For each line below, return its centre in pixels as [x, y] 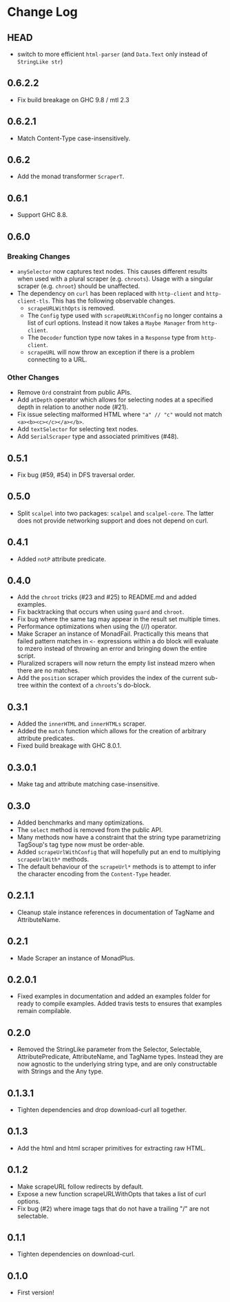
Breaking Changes [39, 256]
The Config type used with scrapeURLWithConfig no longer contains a [125, 315]
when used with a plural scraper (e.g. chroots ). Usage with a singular [115, 279]
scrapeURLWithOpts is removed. [71, 308]
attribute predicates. [46, 738]
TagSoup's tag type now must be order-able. [81, 845]
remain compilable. [44, 1011]
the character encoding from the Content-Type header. [94, 874]
